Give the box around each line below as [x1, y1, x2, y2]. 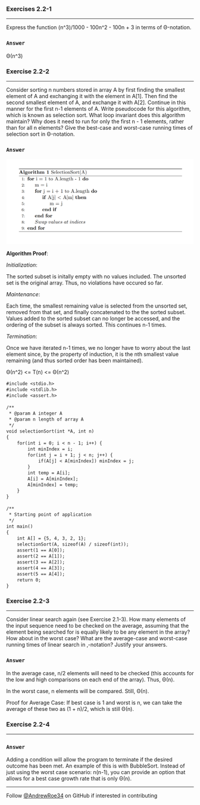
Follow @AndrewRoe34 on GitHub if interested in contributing [6, 792, 158, 799]
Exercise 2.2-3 [6, 597, 50, 605]
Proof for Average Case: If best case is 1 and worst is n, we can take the [6, 698, 183, 706]
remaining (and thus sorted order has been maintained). [6, 357, 143, 364]
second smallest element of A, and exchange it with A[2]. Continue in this [6, 99, 186, 106]
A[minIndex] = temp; [27, 482, 79, 488]
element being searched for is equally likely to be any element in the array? [6, 628, 190, 635]
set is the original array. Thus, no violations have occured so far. [6, 279, 164, 287]
